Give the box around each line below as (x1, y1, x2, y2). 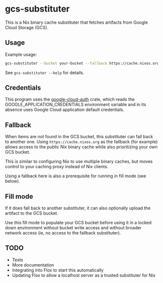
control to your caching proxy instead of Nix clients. (5, 164, 109, 170)
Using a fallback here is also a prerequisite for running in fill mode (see (5, 173, 147, 179)
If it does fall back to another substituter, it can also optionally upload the (5, 205, 151, 211)
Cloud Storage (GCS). (5, 24, 49, 30)
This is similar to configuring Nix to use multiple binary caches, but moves (5, 158, 153, 164)
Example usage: (5, 51, 37, 57)
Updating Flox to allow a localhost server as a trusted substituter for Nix (12, 272, 156, 278)
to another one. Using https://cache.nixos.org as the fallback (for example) (5, 139, 158, 145)
